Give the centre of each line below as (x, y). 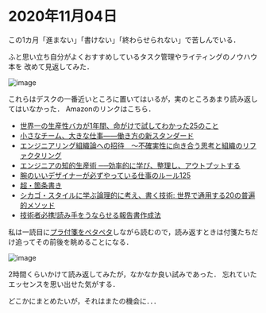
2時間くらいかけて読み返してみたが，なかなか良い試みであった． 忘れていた (133, 274)
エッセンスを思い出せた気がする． (64, 284)
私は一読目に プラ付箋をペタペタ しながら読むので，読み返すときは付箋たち (130, 232)
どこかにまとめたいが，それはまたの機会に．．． (85, 301)
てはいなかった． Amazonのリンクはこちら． (82, 109)
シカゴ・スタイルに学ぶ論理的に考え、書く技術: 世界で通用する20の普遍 (137, 195)
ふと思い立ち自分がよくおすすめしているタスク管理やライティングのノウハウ (133, 56)
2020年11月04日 (63, 16)
